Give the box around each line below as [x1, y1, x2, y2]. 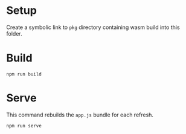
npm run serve [6, 123, 42, 129]
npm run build [6, 71, 42, 77]
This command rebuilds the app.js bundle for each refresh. [6, 111, 154, 118]
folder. [6, 30, 22, 37]
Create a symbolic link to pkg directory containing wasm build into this [6, 24, 180, 31]
